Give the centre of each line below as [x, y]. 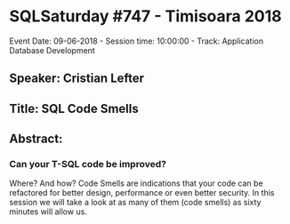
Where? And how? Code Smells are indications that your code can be [137, 183]
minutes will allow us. [48, 212]
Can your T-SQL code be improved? [88, 164]
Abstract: [36, 139]
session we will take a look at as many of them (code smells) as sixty [135, 203]
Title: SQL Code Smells [74, 108]
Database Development [52, 50]
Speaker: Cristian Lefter [77, 79]
